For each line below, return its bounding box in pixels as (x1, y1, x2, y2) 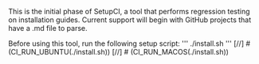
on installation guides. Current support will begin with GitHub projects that (8, 15, 252, 24)
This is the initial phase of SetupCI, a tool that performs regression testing (8, 7, 250, 16)
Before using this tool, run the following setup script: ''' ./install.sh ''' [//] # (8, 39, 251, 48)
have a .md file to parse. (8, 24, 88, 32)
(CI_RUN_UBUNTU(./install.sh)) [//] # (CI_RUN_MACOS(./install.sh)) (8, 47, 230, 56)
